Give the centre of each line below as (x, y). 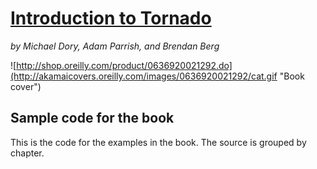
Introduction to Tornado (111, 18)
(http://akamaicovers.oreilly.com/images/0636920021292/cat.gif (144, 76)
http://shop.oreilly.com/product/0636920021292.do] (124, 65)
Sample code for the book (92, 118)
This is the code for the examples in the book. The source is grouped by (158, 142)
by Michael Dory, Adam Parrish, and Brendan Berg (115, 46)
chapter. (27, 153)
